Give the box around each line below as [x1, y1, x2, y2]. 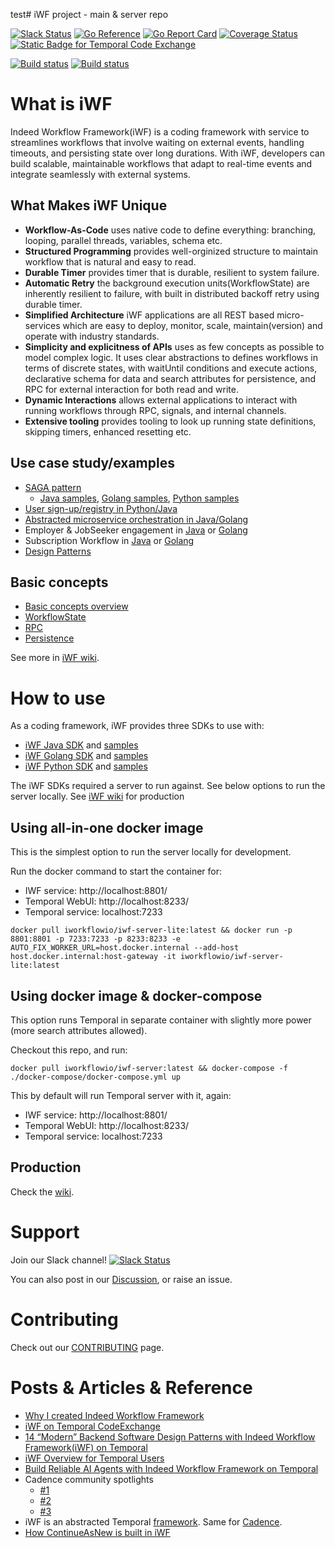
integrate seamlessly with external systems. [10, 168, 191, 180]
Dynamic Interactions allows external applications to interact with [24, 394, 298, 406]
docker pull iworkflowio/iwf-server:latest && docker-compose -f [10, 1063, 288, 1073]
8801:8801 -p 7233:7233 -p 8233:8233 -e [10, 934, 182, 944]
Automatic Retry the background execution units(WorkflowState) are [24, 277, 310, 289]
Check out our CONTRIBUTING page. [10, 1341, 165, 1353]
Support [10, 1220, 80, 1243]
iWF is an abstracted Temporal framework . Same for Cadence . [24, 1515, 283, 1528]
